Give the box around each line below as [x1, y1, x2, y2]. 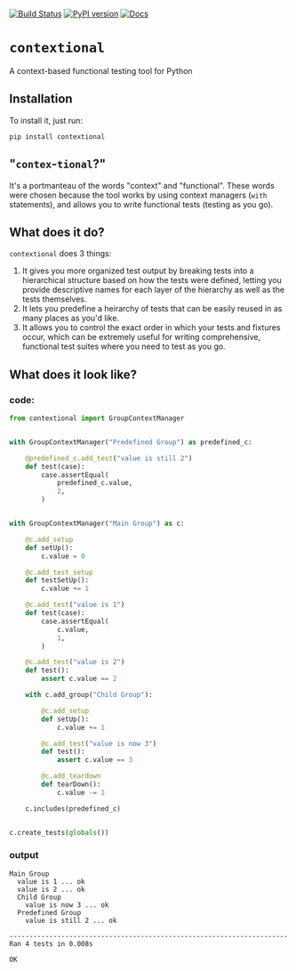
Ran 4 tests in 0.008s [9, 939, 93, 948]
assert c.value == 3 [56, 756, 133, 765]
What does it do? [9, 224, 105, 239]
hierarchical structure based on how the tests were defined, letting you [21, 275, 283, 286]
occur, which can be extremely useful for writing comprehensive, [21, 332, 261, 343]
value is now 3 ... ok [25, 900, 109, 910]
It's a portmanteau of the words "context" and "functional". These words [9, 180, 276, 190]
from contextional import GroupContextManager [9, 414, 185, 423]
